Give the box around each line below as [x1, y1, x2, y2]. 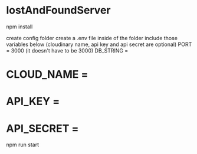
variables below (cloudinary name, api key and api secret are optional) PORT [6, 41, 192, 48]
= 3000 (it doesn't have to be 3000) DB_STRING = [6, 47, 129, 54]
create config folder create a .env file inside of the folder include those [6, 34, 178, 41]
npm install [6, 23, 33, 30]
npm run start [6, 141, 40, 148]
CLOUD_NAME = [6, 68, 88, 81]
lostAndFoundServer [6, 4, 111, 17]
